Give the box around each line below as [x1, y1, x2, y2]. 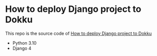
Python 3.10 [12, 40, 36, 46]
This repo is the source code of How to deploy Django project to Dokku [5, 30, 152, 36]
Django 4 [12, 45, 31, 51]
